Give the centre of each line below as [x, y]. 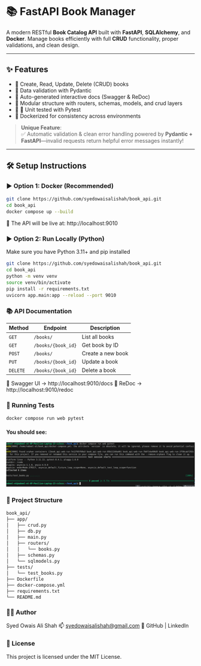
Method [19, 328]
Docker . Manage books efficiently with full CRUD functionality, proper [92, 38]
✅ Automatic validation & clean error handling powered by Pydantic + [107, 134]
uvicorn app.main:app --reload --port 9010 [61, 295]
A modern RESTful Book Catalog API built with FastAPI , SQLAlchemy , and [98, 32]
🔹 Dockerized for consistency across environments [78, 116]
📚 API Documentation [39, 311]
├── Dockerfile [25, 579]
